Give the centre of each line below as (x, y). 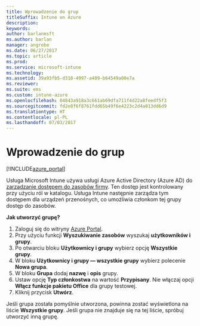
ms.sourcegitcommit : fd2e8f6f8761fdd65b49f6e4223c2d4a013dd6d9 (87, 106)
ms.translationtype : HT (36, 112)
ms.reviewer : (22, 84)
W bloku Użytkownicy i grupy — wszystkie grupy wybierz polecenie (100, 261)
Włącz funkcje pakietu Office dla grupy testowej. (76, 286)
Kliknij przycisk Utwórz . (44, 293)
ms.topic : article (29, 56)
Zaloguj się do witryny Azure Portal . (59, 229)
